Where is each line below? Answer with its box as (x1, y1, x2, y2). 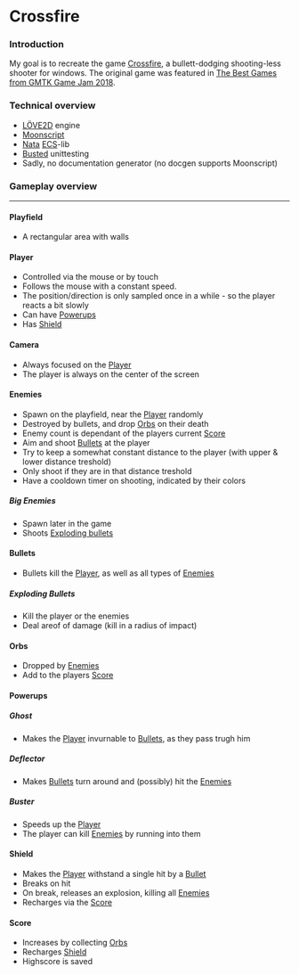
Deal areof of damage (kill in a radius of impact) (21, 620, 198, 631)
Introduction (9, 38, 64, 51)
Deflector (9, 753, 45, 764)
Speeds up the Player (21, 818, 101, 830)
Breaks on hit (21, 878, 71, 889)
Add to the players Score (21, 670, 114, 681)
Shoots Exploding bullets (21, 528, 114, 538)
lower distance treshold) (21, 456, 112, 467)
